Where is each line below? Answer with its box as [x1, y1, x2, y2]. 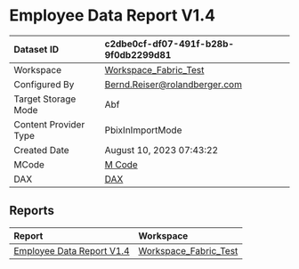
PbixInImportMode [104, 124, 182, 136]
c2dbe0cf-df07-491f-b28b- [104, 37, 234, 50]
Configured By [13, 77, 75, 90]
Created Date [13, 143, 69, 156]
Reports [9, 203, 55, 218]
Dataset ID [13, 43, 60, 55]
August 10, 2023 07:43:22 [104, 143, 219, 156]
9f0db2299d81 [104, 48, 172, 61]
